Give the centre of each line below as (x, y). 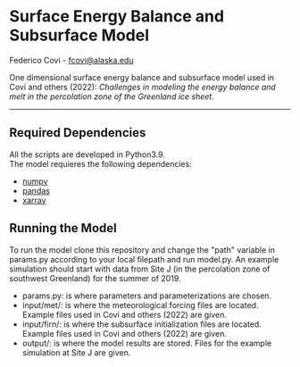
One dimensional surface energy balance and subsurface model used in (142, 77)
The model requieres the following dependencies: (100, 163)
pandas (36, 190)
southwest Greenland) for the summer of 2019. (95, 278)
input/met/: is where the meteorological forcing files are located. (140, 304)
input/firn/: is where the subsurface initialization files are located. (142, 324)
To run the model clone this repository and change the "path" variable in (142, 250)
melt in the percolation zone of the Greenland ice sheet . (112, 96)
